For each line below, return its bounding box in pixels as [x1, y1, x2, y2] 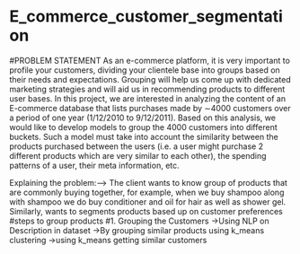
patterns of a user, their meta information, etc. [9, 160, 180, 171]
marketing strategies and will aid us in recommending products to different [9, 83, 286, 94]
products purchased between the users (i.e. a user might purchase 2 [9, 141, 263, 152]
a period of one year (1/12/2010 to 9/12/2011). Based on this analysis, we [9, 112, 277, 123]
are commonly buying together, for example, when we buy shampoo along [9, 187, 285, 197]
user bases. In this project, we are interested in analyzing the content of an [9, 92, 286, 104]
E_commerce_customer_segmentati [9, 6, 283, 27]
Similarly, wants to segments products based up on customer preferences [9, 206, 283, 216]
